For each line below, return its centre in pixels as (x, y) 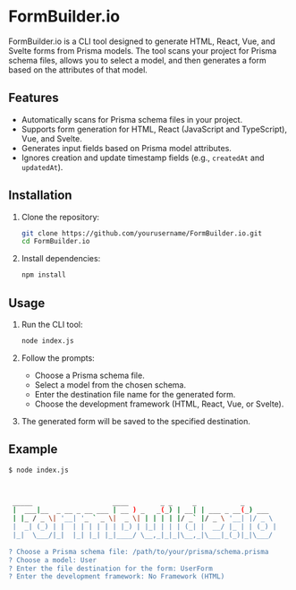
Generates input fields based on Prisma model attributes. (126, 148)
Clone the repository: (60, 217)
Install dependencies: (61, 259)
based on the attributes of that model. (78, 70)
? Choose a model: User (53, 560)
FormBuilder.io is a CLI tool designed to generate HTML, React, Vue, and (142, 41)
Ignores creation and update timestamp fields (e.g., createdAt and (143, 158)
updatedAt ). (42, 167)
